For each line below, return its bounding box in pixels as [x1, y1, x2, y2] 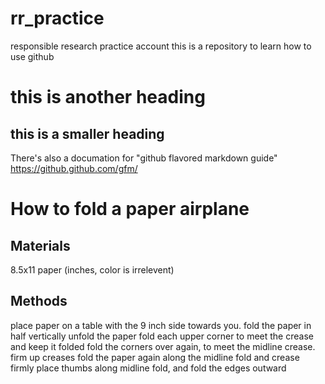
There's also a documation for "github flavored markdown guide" [10, 152, 278, 164]
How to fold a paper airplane [10, 198, 250, 221]
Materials [10, 237, 71, 254]
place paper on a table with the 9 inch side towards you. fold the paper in [10, 319, 312, 331]
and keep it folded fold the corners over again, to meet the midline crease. [10, 340, 316, 352]
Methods [10, 293, 68, 310]
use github [10, 50, 55, 62]
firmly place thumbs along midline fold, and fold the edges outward [10, 362, 287, 374]
